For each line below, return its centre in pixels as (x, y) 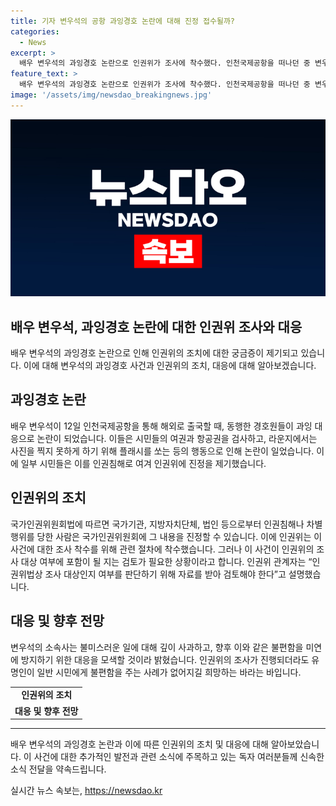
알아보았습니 (295, 744)
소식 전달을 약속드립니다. (58, 769)
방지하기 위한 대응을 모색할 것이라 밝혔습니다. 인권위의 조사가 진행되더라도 (165, 659)
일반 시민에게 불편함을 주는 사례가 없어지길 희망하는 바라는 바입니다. (169, 672)
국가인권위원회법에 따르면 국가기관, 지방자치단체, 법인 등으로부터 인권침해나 (157, 524)
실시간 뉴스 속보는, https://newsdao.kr (86, 790)
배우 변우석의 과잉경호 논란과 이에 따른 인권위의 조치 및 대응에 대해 (139, 744)
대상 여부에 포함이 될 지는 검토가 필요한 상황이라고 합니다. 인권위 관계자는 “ (166, 561)
